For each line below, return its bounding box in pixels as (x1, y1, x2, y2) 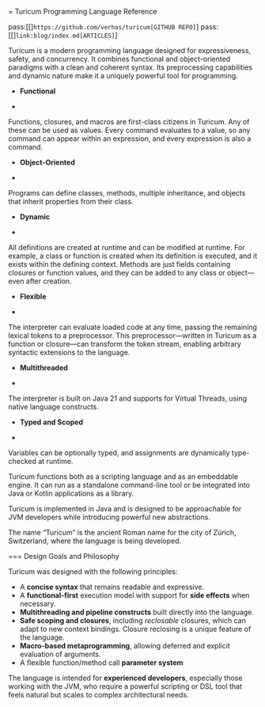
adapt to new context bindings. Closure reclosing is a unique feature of (19, 625, 252, 633)
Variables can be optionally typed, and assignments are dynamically (8, 448, 230, 458)
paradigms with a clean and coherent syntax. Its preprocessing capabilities (8, 63, 253, 72)
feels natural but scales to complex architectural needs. (8, 690, 189, 699)
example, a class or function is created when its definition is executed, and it (8, 251, 258, 260)
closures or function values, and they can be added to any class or (8, 268, 225, 277)
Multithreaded (19, 363, 69, 372)
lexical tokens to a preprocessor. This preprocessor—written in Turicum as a (8, 331, 257, 340)
